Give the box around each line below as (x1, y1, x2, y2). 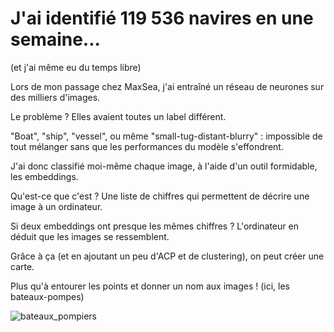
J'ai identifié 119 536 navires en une (10, 7, 314, 30)
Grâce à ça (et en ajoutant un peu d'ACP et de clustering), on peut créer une (10, 250, 325, 262)
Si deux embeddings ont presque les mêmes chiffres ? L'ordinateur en (10, 220, 299, 232)
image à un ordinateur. (10, 200, 103, 212)
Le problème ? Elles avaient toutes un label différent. (10, 110, 227, 122)
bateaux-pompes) (10, 290, 85, 302)
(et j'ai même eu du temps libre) (10, 61, 142, 73)
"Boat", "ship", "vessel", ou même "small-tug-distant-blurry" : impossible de (10, 130, 323, 142)
